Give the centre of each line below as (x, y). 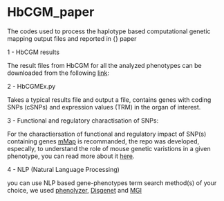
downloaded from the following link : (58, 73)
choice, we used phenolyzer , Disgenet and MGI (75, 190)
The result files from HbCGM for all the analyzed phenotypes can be (104, 65)
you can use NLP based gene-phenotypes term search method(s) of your (112, 183)
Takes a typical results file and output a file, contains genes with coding (109, 99)
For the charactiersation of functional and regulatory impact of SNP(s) (107, 134)
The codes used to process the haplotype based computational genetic (109, 31)
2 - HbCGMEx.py (31, 86)
